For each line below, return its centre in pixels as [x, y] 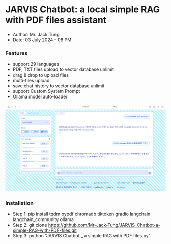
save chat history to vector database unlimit [59, 86]
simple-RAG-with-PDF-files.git [45, 230]
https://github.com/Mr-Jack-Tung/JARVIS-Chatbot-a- [104, 225]
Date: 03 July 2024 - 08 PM [42, 40]
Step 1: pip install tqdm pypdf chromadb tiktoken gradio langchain [81, 214]
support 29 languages [36, 64]
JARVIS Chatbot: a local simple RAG [83, 9]
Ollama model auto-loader [40, 97]
